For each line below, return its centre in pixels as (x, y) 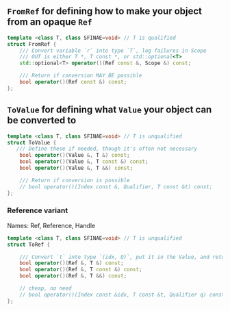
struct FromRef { (32, 44)
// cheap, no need (46, 288)
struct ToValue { (32, 142)
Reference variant (38, 210)
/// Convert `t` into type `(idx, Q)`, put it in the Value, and (115, 257)
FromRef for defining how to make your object (105, 11)
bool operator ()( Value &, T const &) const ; (84, 162)
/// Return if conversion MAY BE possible (81, 76)
